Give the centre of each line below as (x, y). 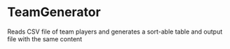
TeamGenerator (54, 12)
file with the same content (45, 38)
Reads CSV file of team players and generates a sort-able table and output (115, 31)
